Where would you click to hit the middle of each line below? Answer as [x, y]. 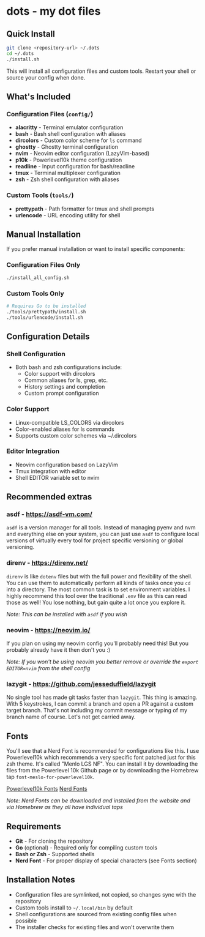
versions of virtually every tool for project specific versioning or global [95, 540]
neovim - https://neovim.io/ [48, 630]
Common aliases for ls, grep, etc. [66, 380]
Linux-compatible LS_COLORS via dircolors [69, 422]
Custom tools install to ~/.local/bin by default [74, 908]
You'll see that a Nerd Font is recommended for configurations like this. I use [103, 751]
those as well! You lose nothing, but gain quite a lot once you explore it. [96, 602]
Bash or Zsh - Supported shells [55, 854]
